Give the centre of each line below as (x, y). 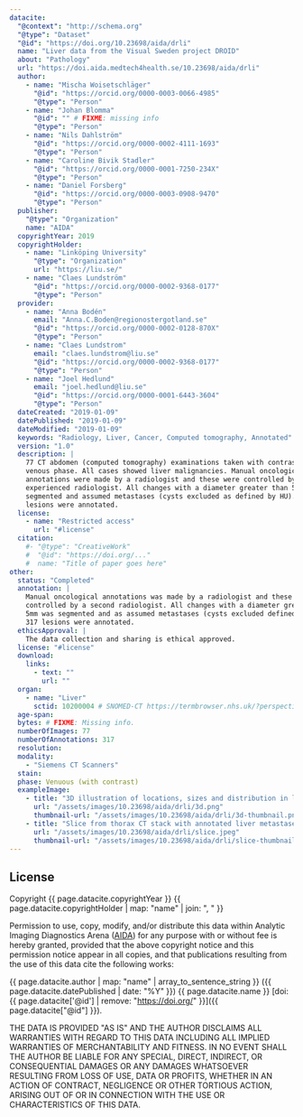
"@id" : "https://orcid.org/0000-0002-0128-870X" (126, 329)
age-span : (36, 714)
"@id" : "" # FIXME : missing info (96, 118)
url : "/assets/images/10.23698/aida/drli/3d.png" (128, 807)
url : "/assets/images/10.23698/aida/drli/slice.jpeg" (137, 832)
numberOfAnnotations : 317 (66, 740)
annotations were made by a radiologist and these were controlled (155, 479)
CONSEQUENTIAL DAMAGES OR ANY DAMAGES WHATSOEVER (129, 1066)
